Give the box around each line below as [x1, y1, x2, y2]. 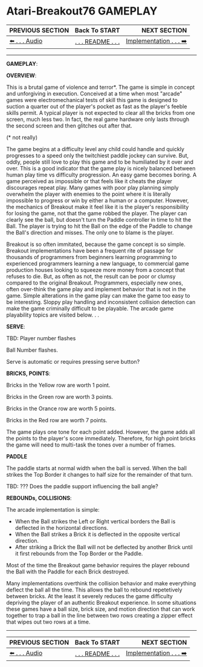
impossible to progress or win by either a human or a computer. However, [6, 196, 189, 204]
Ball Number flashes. [6, 346, 59, 353]
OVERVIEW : [6, 71, 37, 79]
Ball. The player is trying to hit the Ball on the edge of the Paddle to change [6, 222, 193, 230]
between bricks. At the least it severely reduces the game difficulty [6, 592, 173, 599]
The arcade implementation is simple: [6, 506, 100, 513]
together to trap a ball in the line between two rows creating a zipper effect [6, 611, 193, 619]
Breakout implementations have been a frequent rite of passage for [6, 246, 173, 254]
